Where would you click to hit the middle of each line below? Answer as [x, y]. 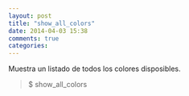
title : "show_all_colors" [51, 23]
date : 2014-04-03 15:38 [48, 31]
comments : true [34, 38]
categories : [28, 46]
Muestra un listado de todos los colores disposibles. [94, 69]
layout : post [30, 16]
